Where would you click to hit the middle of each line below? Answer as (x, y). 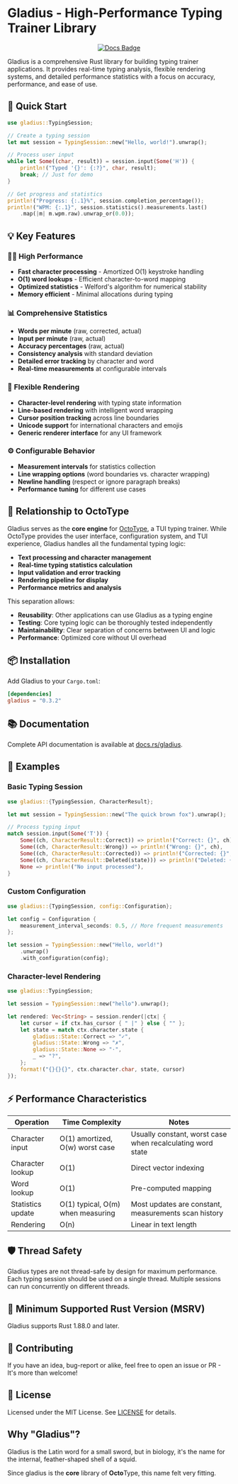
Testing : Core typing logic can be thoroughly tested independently (115, 623)
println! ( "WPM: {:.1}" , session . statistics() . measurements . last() (107, 207)
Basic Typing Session (45, 787)
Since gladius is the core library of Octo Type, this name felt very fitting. (112, 1473)
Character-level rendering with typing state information (100, 403)
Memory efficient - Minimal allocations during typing (95, 294)
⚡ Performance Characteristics (77, 1099)
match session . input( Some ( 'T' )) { (58, 834)
